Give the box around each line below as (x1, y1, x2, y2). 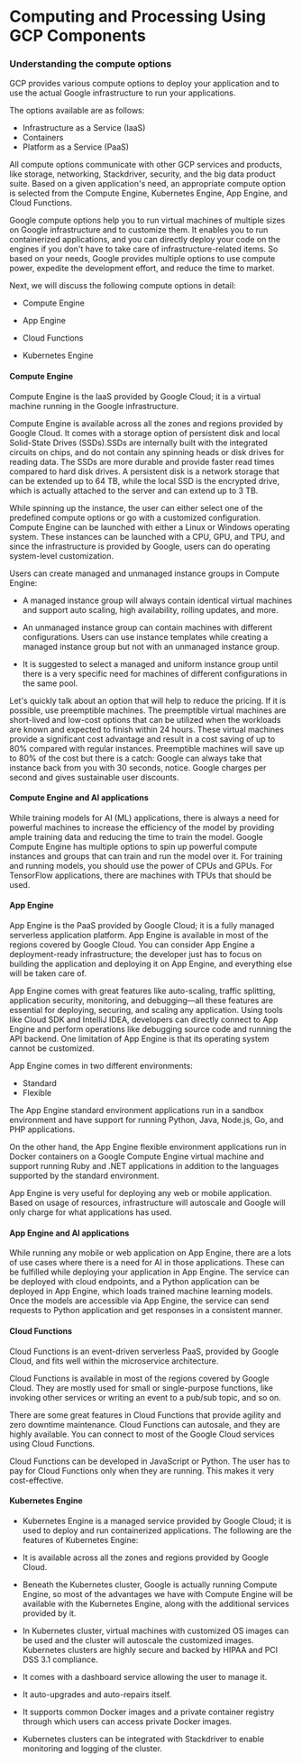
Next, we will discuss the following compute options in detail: (9, 280, 236, 291)
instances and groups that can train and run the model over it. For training (9, 850, 283, 862)
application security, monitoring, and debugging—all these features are (9, 995, 273, 1006)
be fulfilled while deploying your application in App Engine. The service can (9, 1266, 290, 1277)
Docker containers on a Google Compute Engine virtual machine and (9, 1151, 264, 1162)
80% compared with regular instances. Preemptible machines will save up (9, 743, 285, 754)
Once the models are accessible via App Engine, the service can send (9, 1295, 270, 1306)
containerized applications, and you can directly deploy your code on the (9, 234, 281, 245)
